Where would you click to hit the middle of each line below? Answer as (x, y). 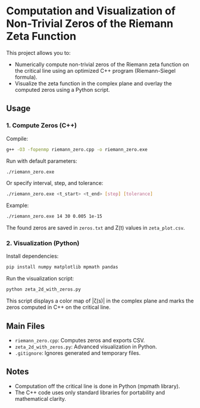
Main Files (26, 326)
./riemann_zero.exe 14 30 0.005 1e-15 (54, 217)
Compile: (17, 138)
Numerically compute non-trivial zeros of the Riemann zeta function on (102, 64)
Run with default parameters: (42, 161)
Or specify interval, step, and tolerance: (55, 183)
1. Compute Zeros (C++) (42, 125)
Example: (18, 205)
